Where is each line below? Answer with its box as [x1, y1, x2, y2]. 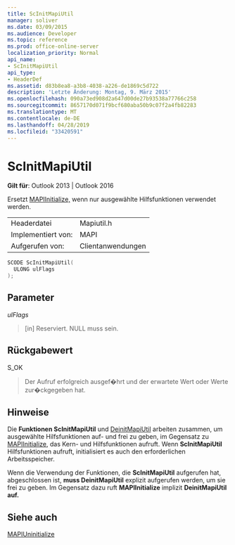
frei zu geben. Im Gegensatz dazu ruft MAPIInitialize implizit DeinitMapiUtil [7, 483, 227, 492]
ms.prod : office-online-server [7, 43, 99, 50]
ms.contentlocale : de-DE [7, 115, 80, 122]
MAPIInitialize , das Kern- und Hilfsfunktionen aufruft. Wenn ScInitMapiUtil [7, 440, 223, 449]
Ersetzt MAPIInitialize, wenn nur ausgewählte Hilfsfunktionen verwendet [7, 195, 217, 204]
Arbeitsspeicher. [7, 455, 55, 463]
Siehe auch [7, 511, 58, 523]
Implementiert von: [11, 230, 73, 240]
